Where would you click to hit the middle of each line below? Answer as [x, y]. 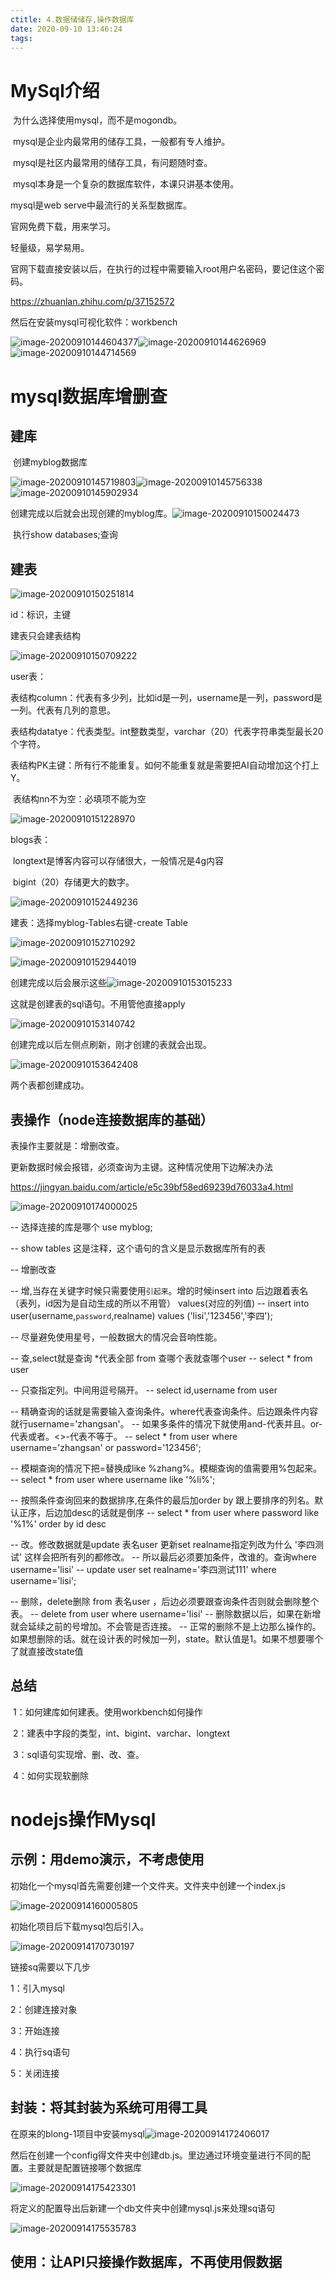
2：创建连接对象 [44, 2009]
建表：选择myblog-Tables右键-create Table [99, 923]
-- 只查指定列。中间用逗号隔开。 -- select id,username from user [144, 1390]
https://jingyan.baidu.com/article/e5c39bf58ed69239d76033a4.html [152, 1187]
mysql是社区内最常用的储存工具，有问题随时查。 [112, 163]
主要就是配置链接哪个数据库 [84, 2167]
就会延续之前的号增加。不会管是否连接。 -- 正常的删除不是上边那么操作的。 [166, 1626]
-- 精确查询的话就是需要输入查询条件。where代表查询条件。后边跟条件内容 [164, 1411]
